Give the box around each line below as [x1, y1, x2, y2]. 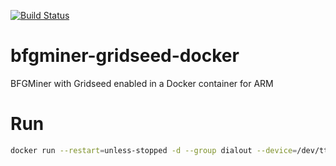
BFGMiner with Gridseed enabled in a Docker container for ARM [10, 77, 274, 89]
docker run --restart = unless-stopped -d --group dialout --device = [10, 145, 298, 155]
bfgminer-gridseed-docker [10, 45, 240, 67]
